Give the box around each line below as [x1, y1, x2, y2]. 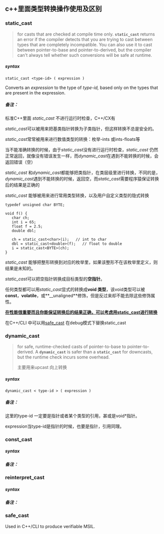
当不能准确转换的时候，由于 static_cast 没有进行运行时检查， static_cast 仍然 [5, 146, 159, 152]
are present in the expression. [5, 89, 66, 95]
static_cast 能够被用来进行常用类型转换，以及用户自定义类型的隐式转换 [5, 192, 149, 198]
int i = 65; [11, 220, 36, 224]
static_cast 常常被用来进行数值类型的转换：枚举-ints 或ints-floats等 [5, 136, 140, 142]
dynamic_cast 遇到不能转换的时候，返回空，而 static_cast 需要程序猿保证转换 [5, 176, 159, 181]
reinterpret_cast [5, 474, 45, 481]
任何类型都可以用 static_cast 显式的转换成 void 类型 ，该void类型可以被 [5, 286, 145, 292]
